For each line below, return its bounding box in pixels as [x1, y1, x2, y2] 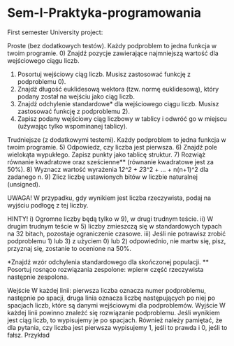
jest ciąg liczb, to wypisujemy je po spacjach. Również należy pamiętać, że [7, 316, 223, 324]
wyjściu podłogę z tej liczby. [7, 201, 89, 209]
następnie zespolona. [7, 273, 69, 281]
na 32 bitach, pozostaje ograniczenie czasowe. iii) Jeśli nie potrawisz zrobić [7, 229, 226, 238]
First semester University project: [7, 28, 103, 36]
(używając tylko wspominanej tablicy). [17, 122, 128, 130]
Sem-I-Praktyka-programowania [7, 5, 201, 21]
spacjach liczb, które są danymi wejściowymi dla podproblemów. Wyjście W [7, 301, 226, 309]
